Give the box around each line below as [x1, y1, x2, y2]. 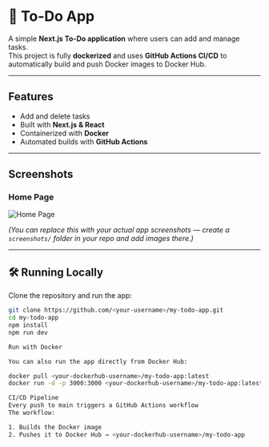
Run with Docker [8, 343, 62, 351]
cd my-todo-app [8, 314, 59, 322]
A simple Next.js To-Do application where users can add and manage [8, 34, 240, 43]
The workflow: [8, 409, 56, 417]
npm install [8, 321, 48, 329]
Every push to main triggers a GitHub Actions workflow [8, 401, 199, 409]
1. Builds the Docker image [8, 423, 102, 431]
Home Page [8, 191, 54, 203]
